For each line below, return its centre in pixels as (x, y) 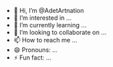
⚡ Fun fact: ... (32, 57)
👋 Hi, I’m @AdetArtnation (49, 11)
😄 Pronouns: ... (36, 50)
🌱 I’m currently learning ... (50, 25)
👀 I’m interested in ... (42, 18)
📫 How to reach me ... (45, 40)
